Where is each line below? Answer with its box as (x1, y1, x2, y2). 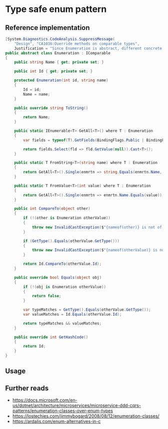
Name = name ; (23, 91, 50, 97)
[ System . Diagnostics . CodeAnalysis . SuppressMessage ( (5, 36, 115, 41)
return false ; (31, 294, 61, 299)
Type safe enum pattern (5, 3, 107, 15)
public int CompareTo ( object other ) (14, 206, 91, 211)
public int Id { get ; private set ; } (14, 69, 93, 74)
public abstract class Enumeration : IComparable (5, 50, 111, 55)
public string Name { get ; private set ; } (14, 60, 104, 65)
